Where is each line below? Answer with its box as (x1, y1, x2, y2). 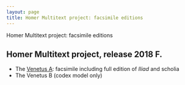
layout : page (6, 9, 40, 15)
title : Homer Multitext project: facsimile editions (6, 15, 143, 21)
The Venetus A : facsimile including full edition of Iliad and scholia (15, 65, 180, 73)
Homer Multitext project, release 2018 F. (6, 49, 163, 59)
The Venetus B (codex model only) (15, 72, 103, 79)
